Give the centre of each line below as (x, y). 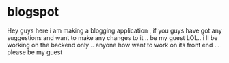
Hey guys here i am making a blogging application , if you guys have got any (114, 30)
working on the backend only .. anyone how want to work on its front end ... (113, 45)
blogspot (33, 12)
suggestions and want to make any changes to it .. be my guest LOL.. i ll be (112, 37)
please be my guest (35, 52)
